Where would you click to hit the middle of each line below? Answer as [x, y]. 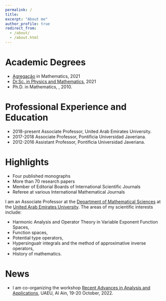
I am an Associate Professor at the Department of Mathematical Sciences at [83, 201]
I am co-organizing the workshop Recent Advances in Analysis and [81, 288]
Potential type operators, [38, 238]
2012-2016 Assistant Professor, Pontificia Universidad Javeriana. [79, 142]
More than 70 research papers [44, 181]
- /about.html [24, 38]
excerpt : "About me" [27, 19]
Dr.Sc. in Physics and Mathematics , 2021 [54, 81]
